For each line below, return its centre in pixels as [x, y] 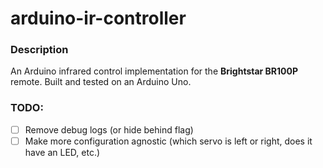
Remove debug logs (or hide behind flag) [109, 129]
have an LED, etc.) [62, 152]
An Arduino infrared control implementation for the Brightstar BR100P [154, 71]
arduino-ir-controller [98, 18]
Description [39, 50]
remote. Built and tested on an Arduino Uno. [101, 82]
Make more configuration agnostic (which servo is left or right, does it [168, 141]
